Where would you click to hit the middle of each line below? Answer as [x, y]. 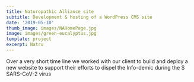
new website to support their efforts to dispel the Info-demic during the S [96, 67]
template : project [29, 39]
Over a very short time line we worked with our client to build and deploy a [97, 61]
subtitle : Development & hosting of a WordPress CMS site [79, 17]
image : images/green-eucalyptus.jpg [51, 34]
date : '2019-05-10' [30, 22]
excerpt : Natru [25, 45]
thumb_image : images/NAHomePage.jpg [51, 28]
